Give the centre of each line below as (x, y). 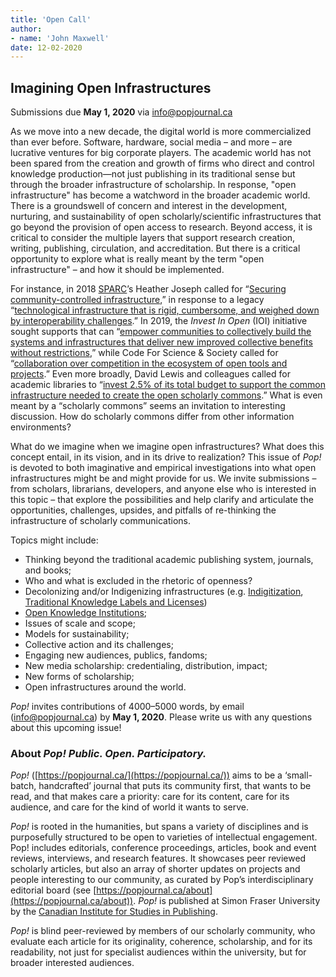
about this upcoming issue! (66, 728)
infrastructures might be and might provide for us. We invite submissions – (163, 478)
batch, (23, 786)
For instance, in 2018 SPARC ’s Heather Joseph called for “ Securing (148, 289)
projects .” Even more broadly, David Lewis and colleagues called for (150, 374)
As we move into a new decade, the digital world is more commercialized (161, 132)
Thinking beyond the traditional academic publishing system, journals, (169, 560)
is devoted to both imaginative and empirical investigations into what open (163, 468)
